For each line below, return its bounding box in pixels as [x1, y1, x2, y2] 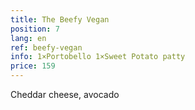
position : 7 [10, 24, 60, 34]
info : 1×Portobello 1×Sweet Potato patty [10, 52, 186, 62]
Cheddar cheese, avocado [10, 89, 120, 100]
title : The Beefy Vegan [10, 14, 110, 25]
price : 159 [10, 61, 56, 71]
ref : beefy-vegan [10, 42, 83, 53]
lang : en [10, 33, 47, 43]
